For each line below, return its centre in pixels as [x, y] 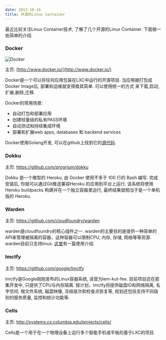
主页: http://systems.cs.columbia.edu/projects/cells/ [58, 322]
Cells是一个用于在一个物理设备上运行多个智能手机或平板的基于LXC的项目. [80, 332]
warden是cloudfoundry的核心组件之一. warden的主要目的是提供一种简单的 [81, 231]
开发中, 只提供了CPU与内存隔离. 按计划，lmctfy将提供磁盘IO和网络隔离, [82, 285]
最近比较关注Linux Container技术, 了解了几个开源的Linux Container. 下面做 [81, 29]
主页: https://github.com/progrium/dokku [47, 167]
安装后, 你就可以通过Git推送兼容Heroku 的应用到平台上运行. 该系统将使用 [79, 184]
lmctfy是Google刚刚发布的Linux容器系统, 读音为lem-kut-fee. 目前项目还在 [80, 279]
